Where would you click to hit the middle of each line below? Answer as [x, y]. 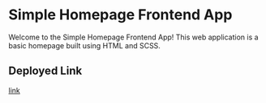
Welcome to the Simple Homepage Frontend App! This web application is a [133, 37]
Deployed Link [45, 71]
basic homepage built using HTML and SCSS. [84, 45]
